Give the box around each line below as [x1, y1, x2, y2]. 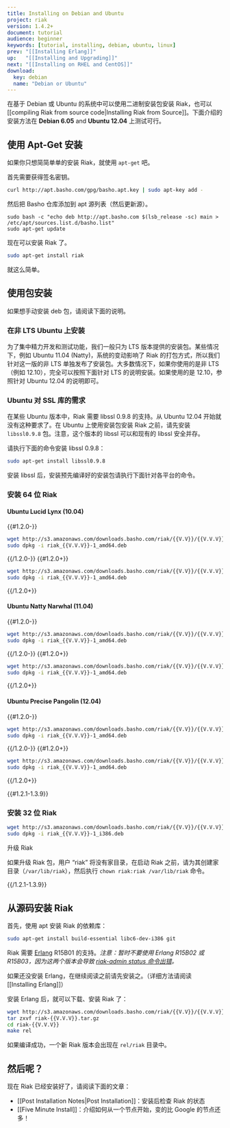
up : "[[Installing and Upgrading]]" [7, 55, 118, 62]
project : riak [7, 16, 48, 23]
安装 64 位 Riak [7, 490, 57, 500]
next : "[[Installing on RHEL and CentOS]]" [7, 61, 133, 68]
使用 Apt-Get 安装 [7, 138, 83, 151]
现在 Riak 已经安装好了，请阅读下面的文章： [7, 1082, 131, 1090]
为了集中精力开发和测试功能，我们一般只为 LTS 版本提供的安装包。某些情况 [7, 342, 219, 350]
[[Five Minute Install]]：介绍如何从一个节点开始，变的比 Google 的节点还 [16, 1105, 221, 1114]
